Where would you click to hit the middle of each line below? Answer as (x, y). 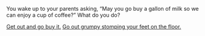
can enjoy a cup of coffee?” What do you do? (63, 15)
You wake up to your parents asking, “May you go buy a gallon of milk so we (102, 9)
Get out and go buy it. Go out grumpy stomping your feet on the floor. (94, 27)
